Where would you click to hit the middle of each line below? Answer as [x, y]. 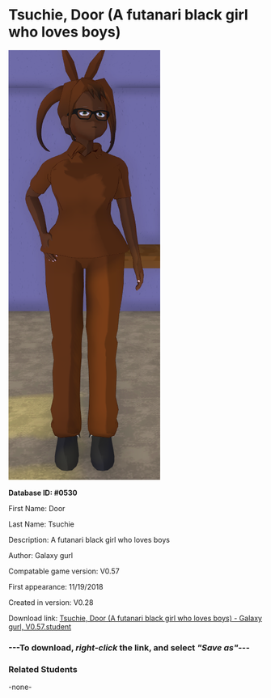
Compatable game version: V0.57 [64, 571]
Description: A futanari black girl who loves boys [89, 539]
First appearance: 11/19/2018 [56, 586]
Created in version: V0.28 [51, 602]
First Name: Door [37, 508]
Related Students [43, 669]
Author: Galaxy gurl [41, 555]
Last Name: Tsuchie [41, 524]
